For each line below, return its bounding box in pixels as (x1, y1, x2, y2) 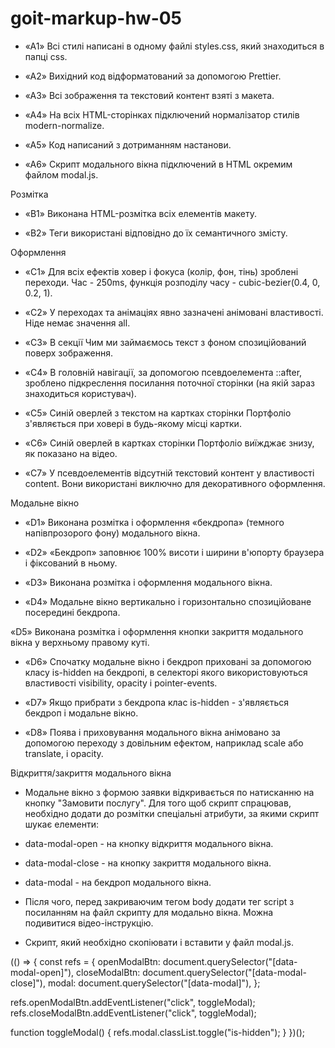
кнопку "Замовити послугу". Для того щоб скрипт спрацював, (24, 797, 292, 809)
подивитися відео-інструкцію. (24, 917, 154, 929)
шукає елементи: (24, 818, 99, 830)
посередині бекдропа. (24, 606, 121, 618)
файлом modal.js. (24, 168, 99, 181)
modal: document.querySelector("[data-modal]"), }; (47, 977, 261, 989)
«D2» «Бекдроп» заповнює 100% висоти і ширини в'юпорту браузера (24, 546, 325, 558)
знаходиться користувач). (24, 387, 137, 399)
